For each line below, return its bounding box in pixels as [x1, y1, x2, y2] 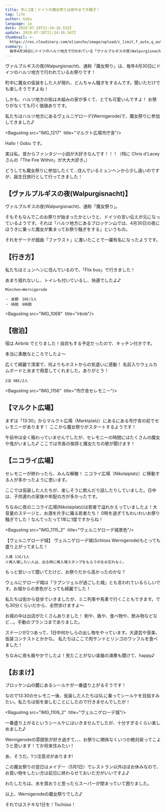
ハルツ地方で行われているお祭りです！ [18, 69, 96, 75]
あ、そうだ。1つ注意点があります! [5, 753, 73, 760]
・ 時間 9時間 [5, 302, 32, 307]
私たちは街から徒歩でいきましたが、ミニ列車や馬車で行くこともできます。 [5, 596, 156, 602]
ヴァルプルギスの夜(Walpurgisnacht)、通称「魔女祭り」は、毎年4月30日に [5, 63, 157, 69]
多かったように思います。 [18, 477, 70, 482]
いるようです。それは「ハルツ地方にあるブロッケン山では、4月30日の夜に [9, 220, 160, 226]
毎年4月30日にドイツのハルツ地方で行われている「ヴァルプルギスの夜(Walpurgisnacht [9, 48, 163, 53]
